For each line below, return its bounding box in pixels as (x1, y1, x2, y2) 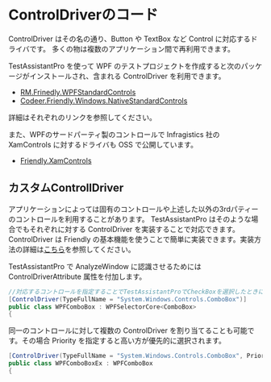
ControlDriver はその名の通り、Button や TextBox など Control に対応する (8, 34, 251, 44)
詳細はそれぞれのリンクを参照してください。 (8, 112, 157, 122)
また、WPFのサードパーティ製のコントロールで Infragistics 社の (8, 129, 220, 139)
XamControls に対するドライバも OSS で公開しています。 (8, 139, 198, 149)
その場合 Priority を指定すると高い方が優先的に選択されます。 (21, 336, 226, 346)
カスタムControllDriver (8, 181, 124, 195)
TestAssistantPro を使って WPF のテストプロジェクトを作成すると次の (8, 60, 242, 71)
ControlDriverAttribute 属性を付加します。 (8, 272, 147, 281)
